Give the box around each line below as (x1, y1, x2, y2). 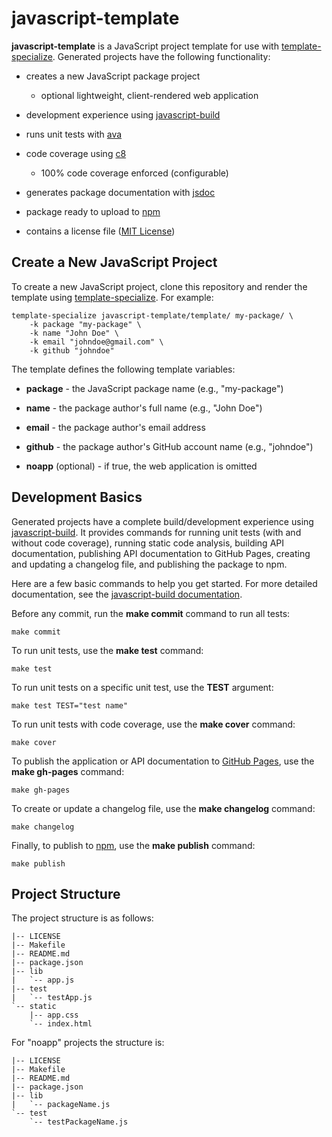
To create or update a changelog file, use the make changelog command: (11, 802, 316, 814)
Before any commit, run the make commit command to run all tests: (11, 607, 291, 619)
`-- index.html (29, 1019, 93, 1029)
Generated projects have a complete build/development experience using (11, 515, 314, 527)
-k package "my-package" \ (29, 319, 142, 329)
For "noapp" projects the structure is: (11, 1037, 165, 1049)
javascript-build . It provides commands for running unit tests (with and (11, 526, 302, 538)
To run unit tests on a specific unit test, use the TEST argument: (11, 681, 274, 693)
